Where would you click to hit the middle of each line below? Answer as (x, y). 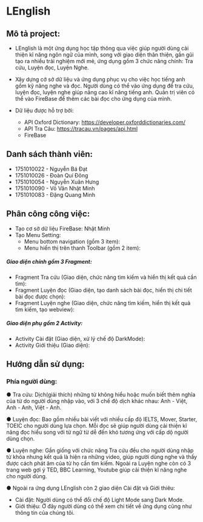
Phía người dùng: (32, 381)
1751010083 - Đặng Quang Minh (55, 194)
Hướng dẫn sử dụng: (45, 364)
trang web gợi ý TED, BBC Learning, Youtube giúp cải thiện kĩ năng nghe (97, 470)
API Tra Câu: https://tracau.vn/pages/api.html (81, 129)
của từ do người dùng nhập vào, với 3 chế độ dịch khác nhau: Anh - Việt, (97, 401)
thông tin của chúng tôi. (45, 513)
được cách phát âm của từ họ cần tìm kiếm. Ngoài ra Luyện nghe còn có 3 (99, 464)
